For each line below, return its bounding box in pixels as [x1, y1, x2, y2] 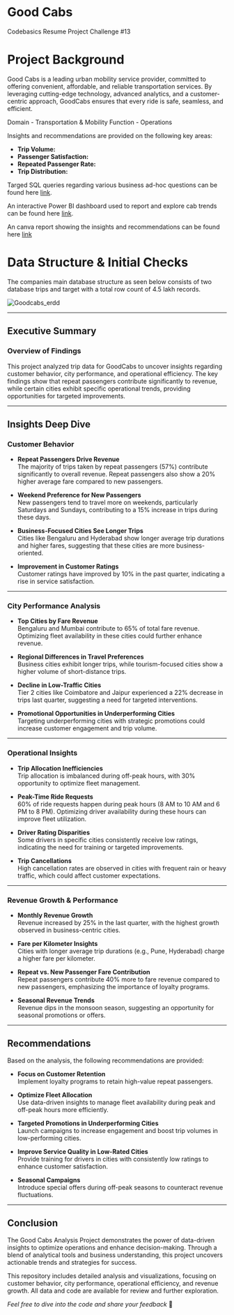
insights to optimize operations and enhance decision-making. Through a [7, 1243, 217, 1252]
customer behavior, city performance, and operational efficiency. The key [7, 369, 218, 377]
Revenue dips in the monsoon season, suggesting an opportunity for [17, 1004, 214, 1012]
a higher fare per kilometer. [17, 954, 95, 963]
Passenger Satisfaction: [17, 152, 89, 160]
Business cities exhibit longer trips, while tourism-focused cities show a [17, 660, 224, 668]
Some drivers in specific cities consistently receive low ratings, [17, 835, 198, 844]
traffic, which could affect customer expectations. [17, 871, 161, 880]
